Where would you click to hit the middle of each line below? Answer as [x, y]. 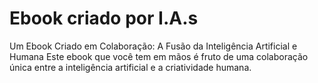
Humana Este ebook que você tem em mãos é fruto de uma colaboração [159, 56]
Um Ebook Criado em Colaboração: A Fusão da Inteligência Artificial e [153, 46]
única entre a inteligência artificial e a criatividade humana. [130, 67]
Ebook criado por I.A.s [104, 18]
